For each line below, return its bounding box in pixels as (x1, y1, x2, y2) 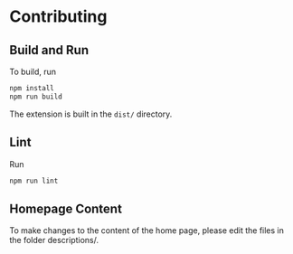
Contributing (9, 6, 108, 27)
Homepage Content (9, 201, 122, 216)
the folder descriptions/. (9, 235, 99, 246)
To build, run (9, 66, 57, 77)
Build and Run (9, 42, 89, 58)
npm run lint (9, 176, 59, 185)
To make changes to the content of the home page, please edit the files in (9, 225, 285, 236)
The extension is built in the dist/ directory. (9, 108, 173, 119)
